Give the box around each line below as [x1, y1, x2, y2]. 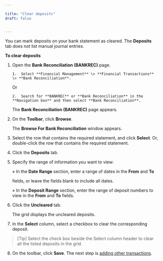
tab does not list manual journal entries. [5, 43, 84, 49]
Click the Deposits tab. [12, 149, 58, 155]
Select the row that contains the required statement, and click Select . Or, [12, 135, 158, 141]
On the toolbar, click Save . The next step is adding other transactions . [12, 250, 152, 256]
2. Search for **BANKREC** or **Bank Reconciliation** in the [12, 94, 144, 99]
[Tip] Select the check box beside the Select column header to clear [17, 235, 154, 241]
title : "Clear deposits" [5, 11, 55, 16]
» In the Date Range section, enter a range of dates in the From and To [12, 168, 154, 174]
